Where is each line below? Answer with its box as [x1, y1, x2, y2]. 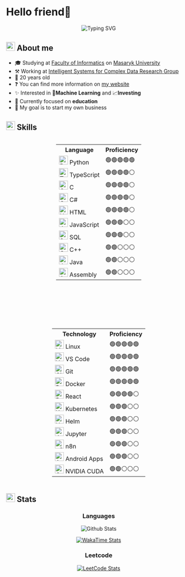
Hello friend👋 [6, 5, 72, 19]
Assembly [69, 270, 97, 278]
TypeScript [69, 170, 100, 178]
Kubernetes [65, 404, 98, 413]
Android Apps [65, 454, 104, 463]
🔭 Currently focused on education [14, 97, 98, 104]
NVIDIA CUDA [65, 467, 104, 475]
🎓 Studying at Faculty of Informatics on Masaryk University [14, 59, 160, 66]
